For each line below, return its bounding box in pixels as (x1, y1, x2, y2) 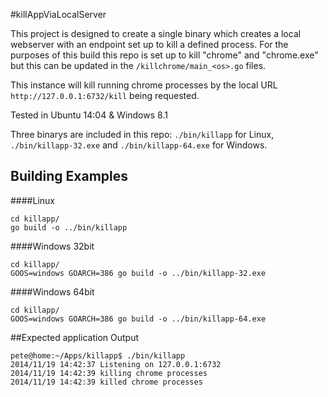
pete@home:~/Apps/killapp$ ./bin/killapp (10, 350, 186, 361)
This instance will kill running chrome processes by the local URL (10, 79, 278, 91)
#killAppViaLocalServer (10, 9, 107, 20)
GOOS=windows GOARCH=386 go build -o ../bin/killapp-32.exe (10, 268, 267, 278)
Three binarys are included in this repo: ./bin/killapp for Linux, (10, 129, 275, 140)
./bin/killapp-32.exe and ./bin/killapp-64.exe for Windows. (10, 139, 268, 151)
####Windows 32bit (10, 240, 95, 252)
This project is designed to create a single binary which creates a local (10, 28, 302, 39)
